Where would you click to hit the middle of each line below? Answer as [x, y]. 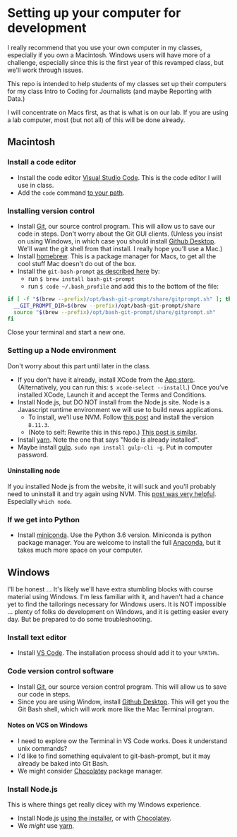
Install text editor [37, 637]
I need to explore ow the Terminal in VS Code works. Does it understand [122, 741]
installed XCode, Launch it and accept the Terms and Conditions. [112, 395]
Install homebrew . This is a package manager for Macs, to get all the [117, 256]
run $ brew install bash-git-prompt [81, 278]
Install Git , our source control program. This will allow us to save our [116, 226]
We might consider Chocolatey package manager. [90, 771]
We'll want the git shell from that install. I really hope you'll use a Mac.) [120, 248]
